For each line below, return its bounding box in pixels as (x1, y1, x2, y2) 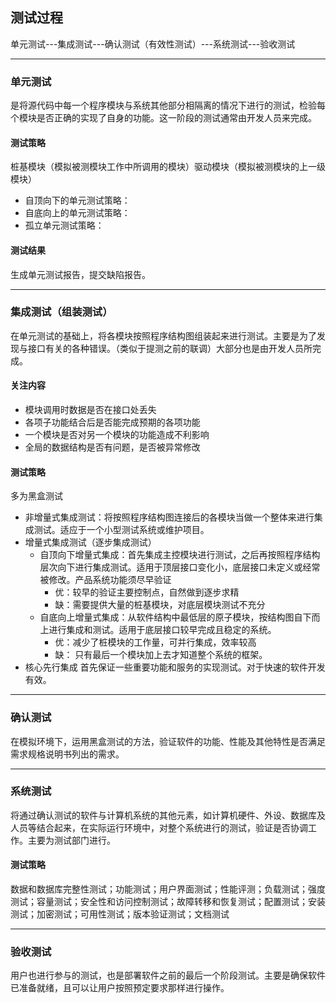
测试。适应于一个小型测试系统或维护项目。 (33, 524, 210, 536)
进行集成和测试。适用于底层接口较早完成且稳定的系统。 (48, 624, 277, 636)
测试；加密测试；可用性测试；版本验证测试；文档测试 (10, 908, 230, 920)
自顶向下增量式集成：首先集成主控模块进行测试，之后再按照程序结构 (39, 549, 321, 561)
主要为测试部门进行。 (27, 834, 116, 846)
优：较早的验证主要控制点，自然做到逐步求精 (54, 586, 240, 598)
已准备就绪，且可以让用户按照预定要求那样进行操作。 (10, 982, 230, 994)
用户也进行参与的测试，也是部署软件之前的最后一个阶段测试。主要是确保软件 (10, 969, 326, 982)
